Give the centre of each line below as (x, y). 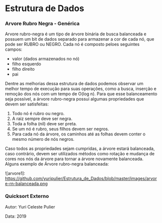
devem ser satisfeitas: (27, 104)
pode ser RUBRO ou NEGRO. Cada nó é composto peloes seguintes (72, 45)
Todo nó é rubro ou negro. (38, 114)
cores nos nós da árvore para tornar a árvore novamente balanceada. (74, 159)
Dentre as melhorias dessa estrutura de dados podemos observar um (74, 84)
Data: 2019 (16, 216)
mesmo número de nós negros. (43, 139)
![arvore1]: (15, 173)
